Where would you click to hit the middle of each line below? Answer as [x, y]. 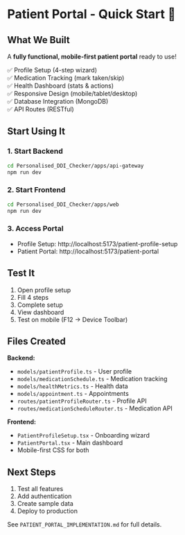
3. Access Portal [35, 229]
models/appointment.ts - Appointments [73, 394]
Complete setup [40, 305]
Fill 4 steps [33, 297]
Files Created [36, 341]
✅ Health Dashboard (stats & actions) [61, 86]
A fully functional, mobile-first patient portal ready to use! [92, 56]
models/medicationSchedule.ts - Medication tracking [92, 379]
